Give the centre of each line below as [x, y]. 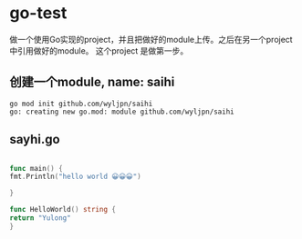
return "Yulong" [40, 218]
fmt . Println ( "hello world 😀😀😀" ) [75, 177]
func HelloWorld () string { [63, 210]
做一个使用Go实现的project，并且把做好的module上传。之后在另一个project [151, 39]
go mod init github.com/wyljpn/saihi [81, 104]
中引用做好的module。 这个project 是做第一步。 [99, 50]
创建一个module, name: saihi [92, 82]
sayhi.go [35, 139]
